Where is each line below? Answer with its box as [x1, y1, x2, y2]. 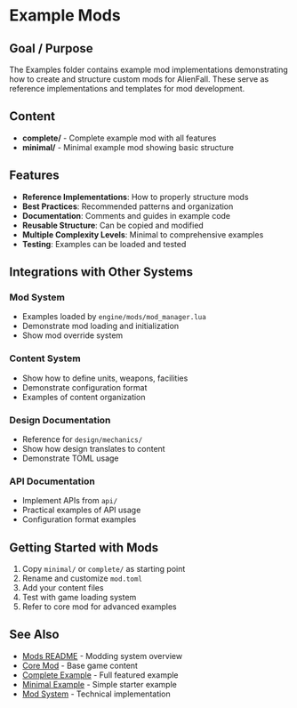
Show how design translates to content [21, 443, 166, 454]
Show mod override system [21, 330, 124, 341]
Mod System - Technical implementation [21, 688, 171, 699]
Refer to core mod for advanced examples [21, 601, 177, 612]
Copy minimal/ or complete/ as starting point [21, 564, 186, 575]
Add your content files [21, 583, 104, 593]
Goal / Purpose [9, 41, 93, 56]
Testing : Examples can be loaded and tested [21, 238, 187, 249]
